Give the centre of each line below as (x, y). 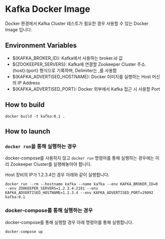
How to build (25, 105)
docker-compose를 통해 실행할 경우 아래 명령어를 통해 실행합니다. (69, 222)
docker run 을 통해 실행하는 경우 (41, 146)
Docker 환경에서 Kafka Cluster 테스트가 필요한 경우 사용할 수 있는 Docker (77, 23)
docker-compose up (24, 232)
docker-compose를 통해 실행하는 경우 (49, 210)
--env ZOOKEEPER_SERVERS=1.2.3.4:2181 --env (52, 189)
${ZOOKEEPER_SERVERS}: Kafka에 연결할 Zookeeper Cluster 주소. (79, 64)
